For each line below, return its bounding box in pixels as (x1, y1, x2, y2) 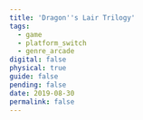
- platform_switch (17, 38, 88, 48)
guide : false (9, 72, 59, 81)
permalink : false (9, 97, 75, 106)
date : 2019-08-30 (9, 88, 75, 97)
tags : (9, 22, 30, 31)
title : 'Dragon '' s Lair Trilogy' (9, 13, 136, 23)
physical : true (9, 64, 67, 73)
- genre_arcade (17, 47, 75, 56)
